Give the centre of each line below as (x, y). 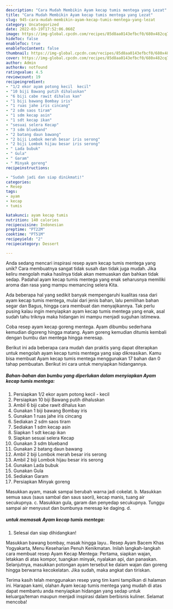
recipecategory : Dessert (32, 244)
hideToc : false (22, 39)
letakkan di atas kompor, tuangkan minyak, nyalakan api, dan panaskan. (82, 559)
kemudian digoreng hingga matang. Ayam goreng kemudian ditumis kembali (86, 332)
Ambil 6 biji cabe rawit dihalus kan (50, 405)
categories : (18, 182)
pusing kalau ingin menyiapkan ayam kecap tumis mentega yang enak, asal (85, 311)
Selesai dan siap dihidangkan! (45, 532)
